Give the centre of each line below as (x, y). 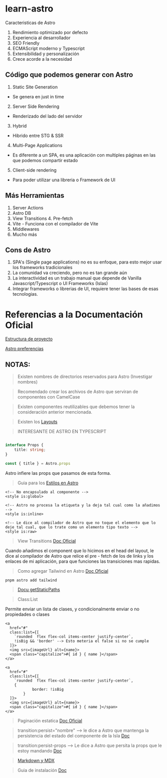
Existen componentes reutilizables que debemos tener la (76, 407)
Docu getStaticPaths (39, 589)
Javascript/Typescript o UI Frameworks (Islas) (60, 284)
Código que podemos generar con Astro (69, 75)
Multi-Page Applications (37, 145)
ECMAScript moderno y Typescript (49, 48)
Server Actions (28, 208)
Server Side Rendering (36, 106)
